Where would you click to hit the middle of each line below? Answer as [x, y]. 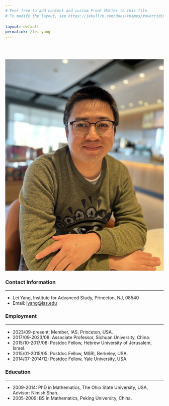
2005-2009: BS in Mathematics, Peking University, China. [72, 398]
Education [18, 372]
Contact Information [31, 282]
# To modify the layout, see [36, 16]
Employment [21, 316]
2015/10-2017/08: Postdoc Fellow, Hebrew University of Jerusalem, [82, 343]
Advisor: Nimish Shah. [35, 393]
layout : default [22, 27]
